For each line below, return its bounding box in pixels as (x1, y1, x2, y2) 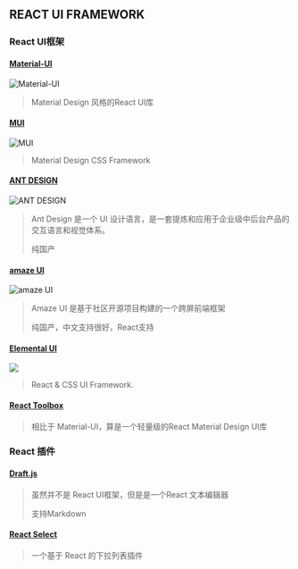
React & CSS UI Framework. (30, 380, 134, 390)
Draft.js (9, 468, 38, 479)
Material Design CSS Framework (30, 155, 151, 165)
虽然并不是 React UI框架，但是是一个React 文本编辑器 (30, 489, 229, 499)
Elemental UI (9, 343, 58, 354)
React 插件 (9, 446, 56, 458)
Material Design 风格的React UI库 (30, 96, 154, 107)
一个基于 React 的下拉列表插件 (30, 549, 144, 561)
